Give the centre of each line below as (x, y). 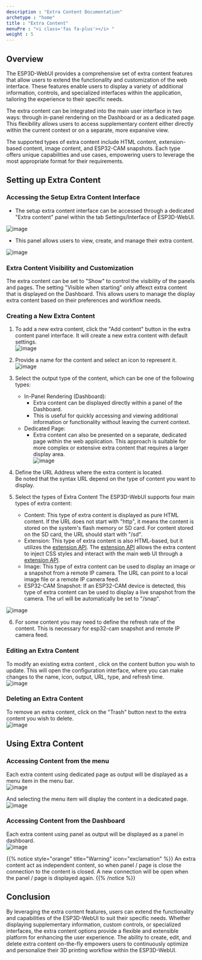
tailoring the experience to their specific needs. (65, 99)
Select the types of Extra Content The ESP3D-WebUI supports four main (105, 497)
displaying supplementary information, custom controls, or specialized (94, 924)
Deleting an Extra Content (45, 699)
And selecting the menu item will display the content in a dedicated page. (97, 798)
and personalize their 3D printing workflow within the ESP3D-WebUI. (91, 950)
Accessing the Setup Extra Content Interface (73, 197)
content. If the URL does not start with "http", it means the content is (109, 521)
